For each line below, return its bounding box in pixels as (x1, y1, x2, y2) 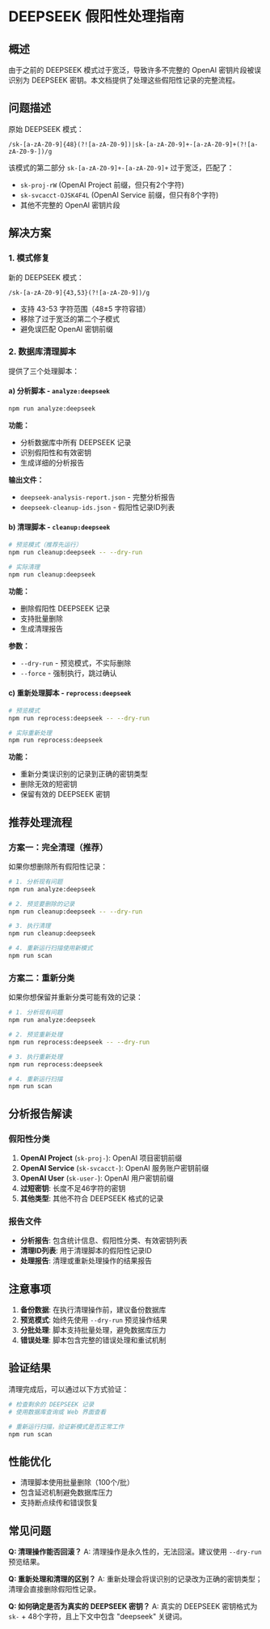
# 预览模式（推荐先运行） (8, 541, 82, 549)
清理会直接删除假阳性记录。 (8, 1584, 101, 1593)
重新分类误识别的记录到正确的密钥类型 (19, 769, 148, 779)
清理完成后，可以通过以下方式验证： (8, 1384, 129, 1393)
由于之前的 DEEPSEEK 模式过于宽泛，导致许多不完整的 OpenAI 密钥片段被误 (8, 66, 261, 74)
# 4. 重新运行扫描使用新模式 (8, 944, 93, 952)
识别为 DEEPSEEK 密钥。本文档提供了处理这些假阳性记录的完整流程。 (8, 75, 240, 85)
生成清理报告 (19, 623, 63, 633)
